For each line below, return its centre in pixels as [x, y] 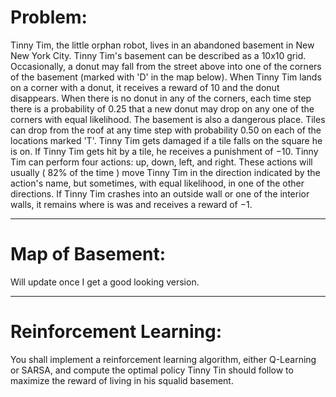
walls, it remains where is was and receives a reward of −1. [131, 204]
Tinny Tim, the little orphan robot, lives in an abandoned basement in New [162, 45]
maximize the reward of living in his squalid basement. [122, 380]
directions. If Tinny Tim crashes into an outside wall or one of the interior [160, 193]
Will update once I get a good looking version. [105, 282]
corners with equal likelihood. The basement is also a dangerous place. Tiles [168, 119]
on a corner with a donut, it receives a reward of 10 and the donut [145, 87]
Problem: [49, 17]
